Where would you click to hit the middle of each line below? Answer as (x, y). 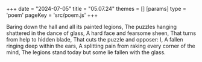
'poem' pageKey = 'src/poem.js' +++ (52, 15)
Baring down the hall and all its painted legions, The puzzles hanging (91, 27)
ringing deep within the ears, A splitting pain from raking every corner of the (101, 46)
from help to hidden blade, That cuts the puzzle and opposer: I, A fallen (95, 39)
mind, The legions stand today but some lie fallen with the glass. (86, 52)
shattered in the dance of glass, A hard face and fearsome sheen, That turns (101, 33)
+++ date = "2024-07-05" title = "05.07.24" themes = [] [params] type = (96, 9)
